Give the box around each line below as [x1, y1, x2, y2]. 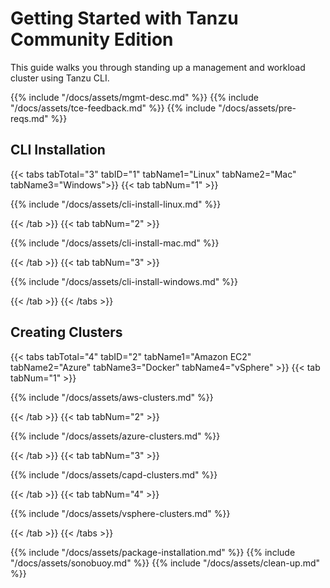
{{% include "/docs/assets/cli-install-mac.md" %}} [10, 237, 220, 249]
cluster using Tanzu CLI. [10, 72, 110, 84]
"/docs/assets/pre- [218, 102, 297, 114]
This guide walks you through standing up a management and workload [10, 61, 306, 73]
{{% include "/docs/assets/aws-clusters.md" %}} [10, 391, 214, 403]
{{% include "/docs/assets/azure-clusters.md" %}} [10, 430, 221, 442]
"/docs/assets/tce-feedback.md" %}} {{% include [10, 102, 217, 114]
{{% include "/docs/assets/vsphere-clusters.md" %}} [10, 507, 231, 519]
